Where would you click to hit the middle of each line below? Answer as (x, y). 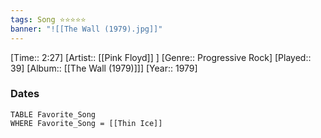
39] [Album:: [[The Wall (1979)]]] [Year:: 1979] (104, 68)
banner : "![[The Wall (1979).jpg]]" (86, 29)
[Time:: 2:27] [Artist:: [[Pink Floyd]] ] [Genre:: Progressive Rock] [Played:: (161, 57)
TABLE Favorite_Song (53, 114)
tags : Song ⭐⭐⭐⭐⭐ (48, 19)
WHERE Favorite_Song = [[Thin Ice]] (86, 123)
